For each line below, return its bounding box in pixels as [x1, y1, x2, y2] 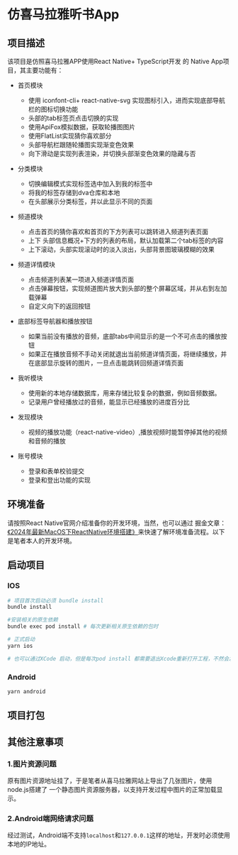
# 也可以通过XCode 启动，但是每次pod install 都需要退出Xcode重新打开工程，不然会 [7, 655, 229, 662]
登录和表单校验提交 [28, 467, 85, 475]
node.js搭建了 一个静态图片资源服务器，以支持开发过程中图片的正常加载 [7, 785, 217, 793]
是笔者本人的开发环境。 [7, 536, 76, 545]
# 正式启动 [7, 636, 35, 643]
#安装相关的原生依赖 [7, 617, 59, 624]
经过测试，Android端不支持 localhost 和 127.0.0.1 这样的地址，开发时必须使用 [7, 831, 230, 839]
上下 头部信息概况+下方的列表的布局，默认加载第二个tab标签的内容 [28, 236, 224, 245]
